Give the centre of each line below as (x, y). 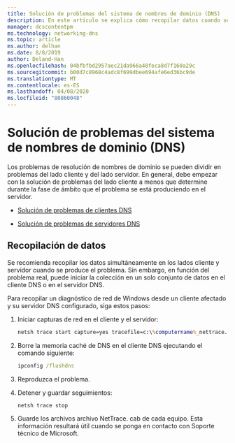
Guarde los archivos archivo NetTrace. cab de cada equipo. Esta (110, 419)
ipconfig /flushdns (46, 365)
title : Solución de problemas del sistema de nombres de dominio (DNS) (114, 14)
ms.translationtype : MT (42, 79)
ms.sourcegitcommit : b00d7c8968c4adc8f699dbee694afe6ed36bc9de (101, 72)
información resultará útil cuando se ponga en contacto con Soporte (116, 426)
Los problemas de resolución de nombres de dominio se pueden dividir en (114, 167)
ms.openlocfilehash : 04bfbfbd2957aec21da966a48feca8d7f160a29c (101, 66)
